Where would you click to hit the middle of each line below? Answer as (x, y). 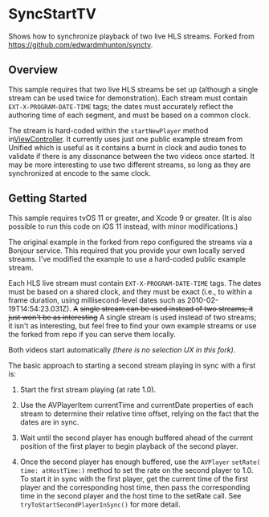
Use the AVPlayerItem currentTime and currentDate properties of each (137, 405)
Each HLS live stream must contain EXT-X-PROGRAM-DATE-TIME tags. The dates (135, 283)
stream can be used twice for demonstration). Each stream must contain (128, 98)
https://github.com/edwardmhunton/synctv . (81, 44)
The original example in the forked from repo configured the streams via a (130, 242)
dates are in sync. (49, 421)
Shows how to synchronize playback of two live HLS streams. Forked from (131, 36)
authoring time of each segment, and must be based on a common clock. (130, 115)
